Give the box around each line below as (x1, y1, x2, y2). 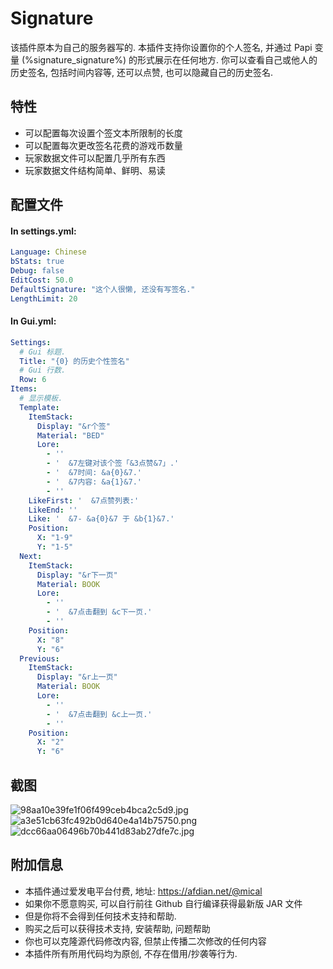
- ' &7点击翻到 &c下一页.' (46, 607, 153, 617)
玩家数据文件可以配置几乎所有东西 (24, 152, 166, 164)
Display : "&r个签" (36, 421, 111, 431)
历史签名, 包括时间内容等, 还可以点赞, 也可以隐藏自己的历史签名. (10, 66, 273, 78)
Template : (19, 402, 60, 412)
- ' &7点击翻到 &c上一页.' (46, 709, 153, 719)
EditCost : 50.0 (10, 275, 74, 285)
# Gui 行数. (19, 365, 67, 376)
